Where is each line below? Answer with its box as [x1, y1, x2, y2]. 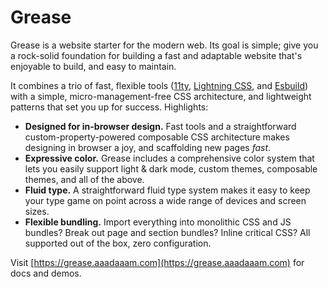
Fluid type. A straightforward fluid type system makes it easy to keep [24, 184, 311, 196]
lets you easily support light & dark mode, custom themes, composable [24, 162, 318, 175]
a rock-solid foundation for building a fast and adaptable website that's [10, 49, 303, 61]
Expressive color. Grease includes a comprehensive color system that [24, 152, 315, 164]
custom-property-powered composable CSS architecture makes [24, 131, 290, 143]
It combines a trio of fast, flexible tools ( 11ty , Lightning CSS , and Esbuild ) [10, 79, 309, 91]
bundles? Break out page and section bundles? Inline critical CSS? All [24, 226, 311, 238]
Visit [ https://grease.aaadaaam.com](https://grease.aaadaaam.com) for [10, 256, 305, 268]
